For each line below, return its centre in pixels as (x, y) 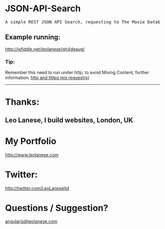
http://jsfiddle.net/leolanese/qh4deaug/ (45, 49)
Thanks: (22, 102)
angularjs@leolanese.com (31, 222)
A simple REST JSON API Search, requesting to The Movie (75, 22)
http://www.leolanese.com (32, 154)
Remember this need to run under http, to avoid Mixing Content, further (77, 73)
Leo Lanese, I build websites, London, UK (69, 120)
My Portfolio (31, 141)
